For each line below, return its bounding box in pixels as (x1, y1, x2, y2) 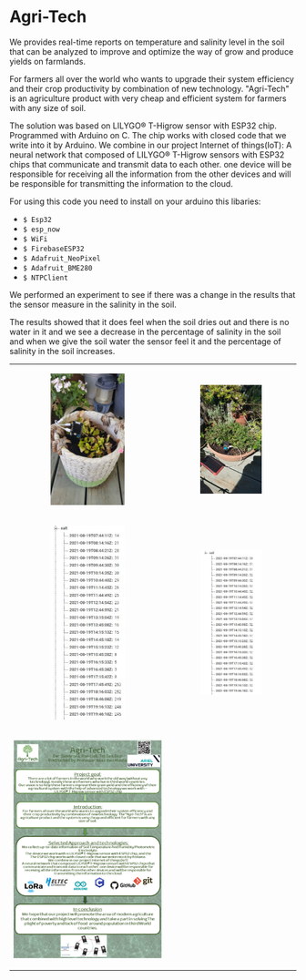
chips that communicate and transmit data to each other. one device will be (9, 158, 292, 169)
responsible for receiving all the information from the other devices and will (9, 168, 291, 179)
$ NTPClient (22, 273, 68, 282)
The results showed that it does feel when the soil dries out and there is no (9, 316, 290, 327)
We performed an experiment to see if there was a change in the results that (9, 289, 296, 300)
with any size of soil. (9, 102, 87, 113)
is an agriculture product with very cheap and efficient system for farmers (9, 93, 287, 104)
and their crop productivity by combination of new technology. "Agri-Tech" (9, 83, 290, 94)
